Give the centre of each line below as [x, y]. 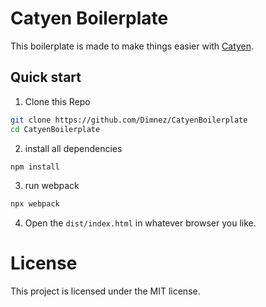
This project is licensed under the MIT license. [105, 291]
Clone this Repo [57, 101]
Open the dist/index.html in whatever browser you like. [140, 223]
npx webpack [35, 204]
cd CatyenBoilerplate [55, 129]
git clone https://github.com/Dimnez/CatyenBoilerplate [129, 120]
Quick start [46, 77]
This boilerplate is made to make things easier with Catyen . [132, 46]
